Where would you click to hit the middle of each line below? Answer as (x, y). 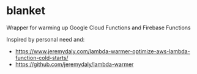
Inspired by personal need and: (46, 39)
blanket (26, 11)
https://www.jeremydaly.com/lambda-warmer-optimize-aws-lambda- (103, 51)
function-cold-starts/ (42, 57)
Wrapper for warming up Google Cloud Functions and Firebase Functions (98, 28)
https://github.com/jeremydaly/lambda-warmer (74, 64)
